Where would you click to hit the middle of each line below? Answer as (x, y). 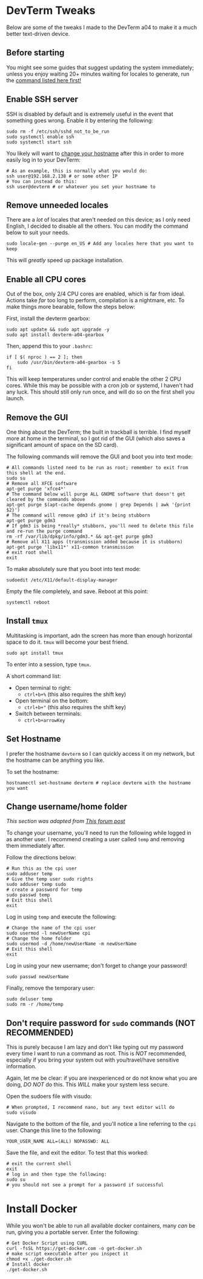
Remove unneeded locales (57, 205)
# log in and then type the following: (57, 1175)
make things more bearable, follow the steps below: (71, 307)
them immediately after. (36, 846)
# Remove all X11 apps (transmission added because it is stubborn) (95, 542)
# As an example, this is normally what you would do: (77, 171)
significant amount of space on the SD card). (62, 445)
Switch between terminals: (48, 713)
